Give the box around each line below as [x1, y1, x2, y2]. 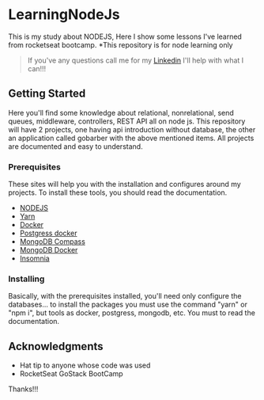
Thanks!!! [8, 384, 39, 394]
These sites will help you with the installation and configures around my [8, 180, 241, 189]
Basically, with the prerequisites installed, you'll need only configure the [8, 291, 242, 301]
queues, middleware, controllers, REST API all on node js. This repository [8, 116, 246, 126]
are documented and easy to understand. [8, 141, 144, 151]
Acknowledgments [8, 339, 104, 353]
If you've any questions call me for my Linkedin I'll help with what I [27, 55, 244, 65]
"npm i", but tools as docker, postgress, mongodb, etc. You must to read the [8, 308, 255, 318]
